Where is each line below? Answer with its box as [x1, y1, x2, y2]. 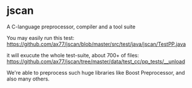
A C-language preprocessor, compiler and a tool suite [6, 23, 136, 30]
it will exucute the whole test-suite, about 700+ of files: [6, 52, 139, 58]
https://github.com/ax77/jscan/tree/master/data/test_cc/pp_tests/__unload [6, 58, 186, 65]
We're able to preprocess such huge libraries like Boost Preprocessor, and [6, 69, 186, 76]
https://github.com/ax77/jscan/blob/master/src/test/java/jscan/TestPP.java [6, 41, 186, 47]
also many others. [6, 75, 50, 82]
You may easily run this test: [6, 34, 75, 41]
